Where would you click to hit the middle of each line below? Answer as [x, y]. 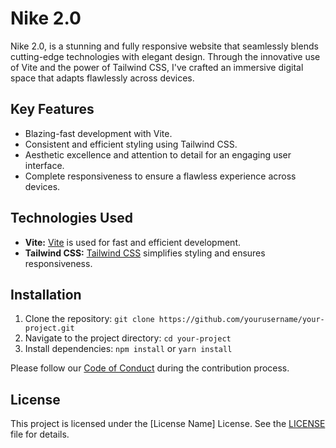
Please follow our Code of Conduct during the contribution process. [150, 368]
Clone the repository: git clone [89, 319]
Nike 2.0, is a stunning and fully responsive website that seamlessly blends [164, 46]
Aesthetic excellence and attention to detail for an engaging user [158, 154]
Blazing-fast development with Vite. [98, 133]
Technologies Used [71, 218]
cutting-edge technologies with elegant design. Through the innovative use [165, 56]
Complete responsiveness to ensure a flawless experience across [160, 176]
